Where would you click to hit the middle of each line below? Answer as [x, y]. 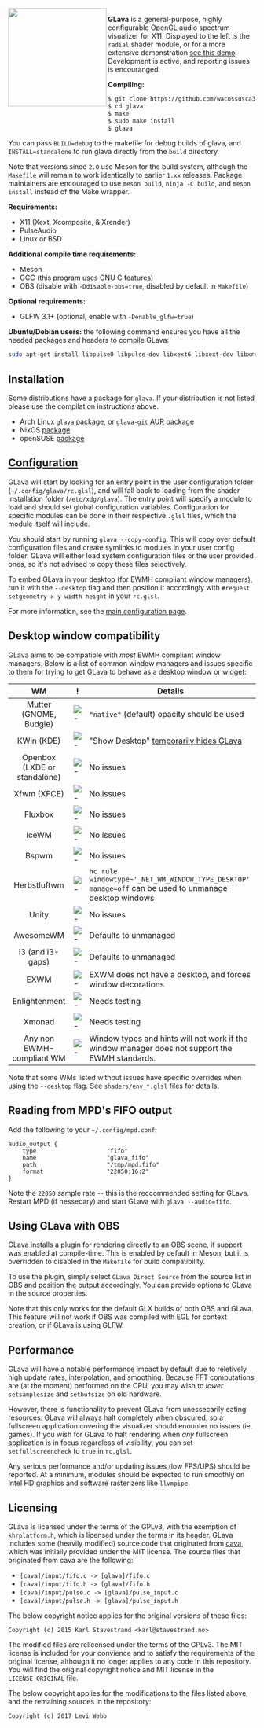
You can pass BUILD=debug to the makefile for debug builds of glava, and [125, 143]
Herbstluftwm [39, 885]
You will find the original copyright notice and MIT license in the [111, 1669]
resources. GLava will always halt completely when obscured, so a [116, 1417]
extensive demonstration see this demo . [173, 53]
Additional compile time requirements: [72, 254]
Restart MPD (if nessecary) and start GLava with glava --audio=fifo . [120, 1201]
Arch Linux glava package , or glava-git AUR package [107, 422]
